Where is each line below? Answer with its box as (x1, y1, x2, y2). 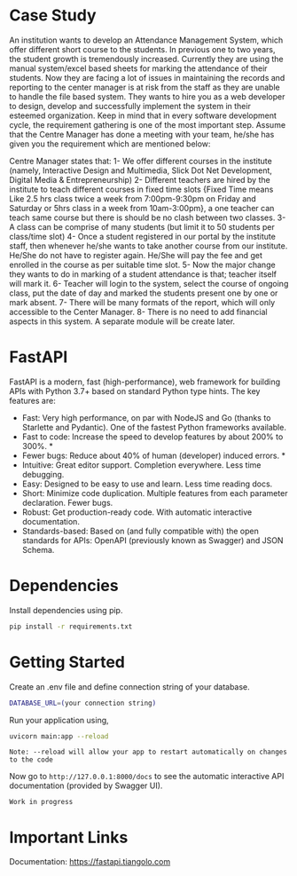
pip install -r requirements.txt (9, 622, 133, 631)
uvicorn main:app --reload (9, 731, 109, 741)
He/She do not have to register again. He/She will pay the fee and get (9, 249, 263, 260)
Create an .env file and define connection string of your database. (9, 681, 250, 692)
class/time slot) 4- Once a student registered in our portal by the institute (9, 231, 277, 241)
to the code (9, 755, 53, 764)
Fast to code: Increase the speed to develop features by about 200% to (21, 431, 284, 442)
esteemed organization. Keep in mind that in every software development (9, 110, 277, 121)
